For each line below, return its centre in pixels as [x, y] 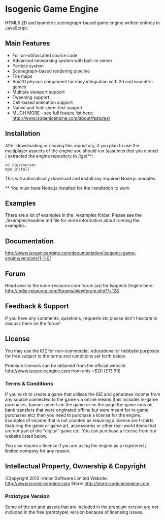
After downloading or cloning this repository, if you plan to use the [72, 145]
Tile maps [22, 76]
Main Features [28, 44]
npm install [17, 169]
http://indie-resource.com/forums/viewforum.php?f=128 [62, 291]
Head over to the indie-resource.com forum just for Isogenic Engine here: [80, 286]
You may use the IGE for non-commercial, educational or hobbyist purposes [82, 351]
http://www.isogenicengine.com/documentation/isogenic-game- [71, 253]
